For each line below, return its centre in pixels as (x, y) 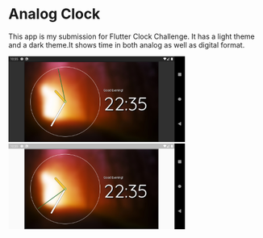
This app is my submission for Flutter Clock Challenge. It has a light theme (132, 36)
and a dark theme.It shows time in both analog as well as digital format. (127, 44)
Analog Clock (54, 14)
